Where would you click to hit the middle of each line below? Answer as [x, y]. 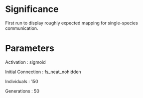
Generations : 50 [22, 91]
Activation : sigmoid [25, 62]
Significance [32, 9]
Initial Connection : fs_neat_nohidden [43, 72]
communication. [22, 28]
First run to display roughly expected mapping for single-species [71, 23]
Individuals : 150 [22, 81]
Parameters [30, 49]
